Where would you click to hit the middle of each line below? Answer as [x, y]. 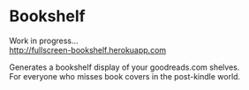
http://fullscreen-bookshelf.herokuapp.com [88, 49]
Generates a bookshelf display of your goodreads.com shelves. [124, 67]
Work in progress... [44, 41]
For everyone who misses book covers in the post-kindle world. [125, 76]
